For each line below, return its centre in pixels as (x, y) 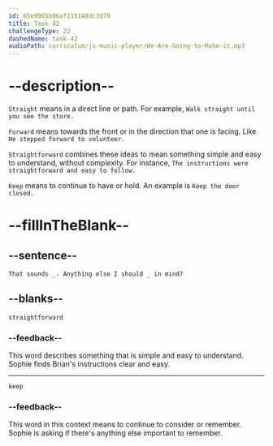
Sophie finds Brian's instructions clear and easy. (89, 364)
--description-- (62, 86)
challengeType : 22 (39, 31)
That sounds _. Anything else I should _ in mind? (96, 274)
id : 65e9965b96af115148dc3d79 (60, 16)
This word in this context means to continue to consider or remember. (125, 425)
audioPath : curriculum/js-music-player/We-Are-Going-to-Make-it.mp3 (127, 46)
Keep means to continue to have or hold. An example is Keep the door (124, 186)
